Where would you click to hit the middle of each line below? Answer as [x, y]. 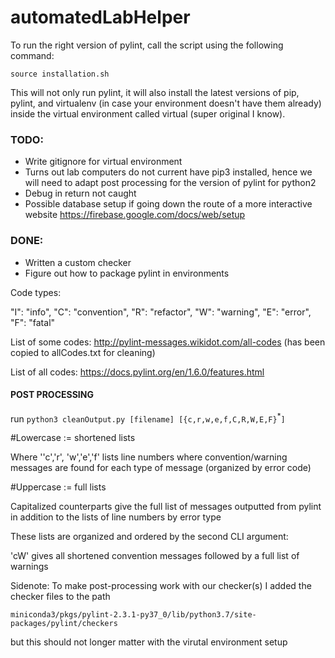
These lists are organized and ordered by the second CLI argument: [149, 537]
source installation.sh [60, 74]
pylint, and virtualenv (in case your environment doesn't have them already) [166, 103]
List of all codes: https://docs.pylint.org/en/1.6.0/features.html [137, 372]
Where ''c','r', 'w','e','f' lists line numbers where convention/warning [149, 457]
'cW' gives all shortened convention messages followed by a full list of [155, 556]
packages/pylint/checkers [64, 624]
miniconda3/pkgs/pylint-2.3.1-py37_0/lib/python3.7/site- [133, 615]
